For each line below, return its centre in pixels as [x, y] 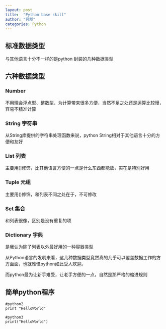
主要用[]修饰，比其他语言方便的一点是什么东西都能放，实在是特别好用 [77, 168]
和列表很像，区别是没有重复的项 [38, 220]
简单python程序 [30, 292]
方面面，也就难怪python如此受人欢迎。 [46, 264]
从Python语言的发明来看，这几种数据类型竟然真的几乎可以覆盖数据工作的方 [83, 258]
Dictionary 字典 [24, 234]
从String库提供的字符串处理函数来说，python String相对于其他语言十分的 [80, 135]
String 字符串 [21, 123]
